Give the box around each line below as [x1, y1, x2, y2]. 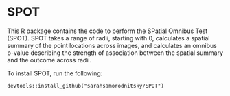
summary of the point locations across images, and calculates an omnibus [7, 41, 218, 49]
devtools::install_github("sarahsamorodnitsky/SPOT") [7, 82, 165, 89]
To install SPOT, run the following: [7, 69, 103, 77]
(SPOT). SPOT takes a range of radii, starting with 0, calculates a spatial [7, 34, 210, 42]
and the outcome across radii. [7, 56, 91, 64]
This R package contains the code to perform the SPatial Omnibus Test [7, 27, 208, 35]
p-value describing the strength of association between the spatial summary [7, 49, 224, 57]
